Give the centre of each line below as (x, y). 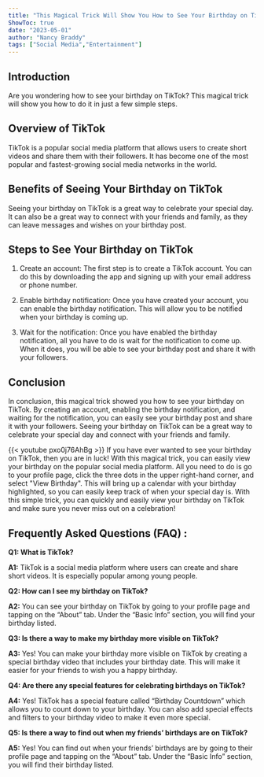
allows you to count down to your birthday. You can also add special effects (130, 709)
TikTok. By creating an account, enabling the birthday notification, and (122, 409)
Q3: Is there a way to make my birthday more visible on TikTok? (113, 638)
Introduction (39, 77)
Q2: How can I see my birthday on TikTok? (78, 591)
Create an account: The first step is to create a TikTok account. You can (136, 268)
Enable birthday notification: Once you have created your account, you (134, 301)
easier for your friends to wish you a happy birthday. (93, 670)
